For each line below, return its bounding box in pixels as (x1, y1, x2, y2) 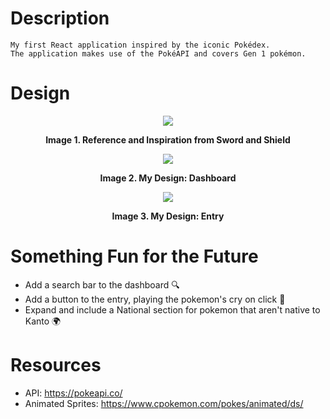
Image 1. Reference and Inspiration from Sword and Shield (45, 133, 291, 146)
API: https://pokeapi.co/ (24, 387, 123, 399)
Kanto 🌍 (24, 315, 62, 327)
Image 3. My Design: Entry (111, 210, 225, 222)
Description (10, 7, 110, 30)
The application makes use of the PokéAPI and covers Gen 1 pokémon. (10, 48, 307, 59)
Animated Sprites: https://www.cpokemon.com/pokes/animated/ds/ (24, 397, 304, 409)
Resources (10, 354, 102, 376)
